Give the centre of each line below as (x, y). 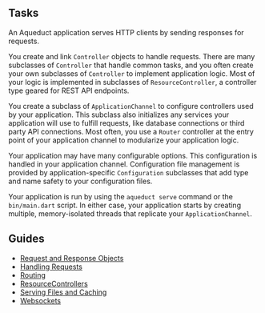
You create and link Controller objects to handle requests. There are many (132, 56)
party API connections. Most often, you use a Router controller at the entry (131, 131)
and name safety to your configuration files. (80, 181)
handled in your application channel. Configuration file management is (124, 164)
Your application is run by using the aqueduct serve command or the (121, 196)
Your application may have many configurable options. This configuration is (133, 155)
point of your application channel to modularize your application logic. (124, 140)
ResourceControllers (54, 283)
